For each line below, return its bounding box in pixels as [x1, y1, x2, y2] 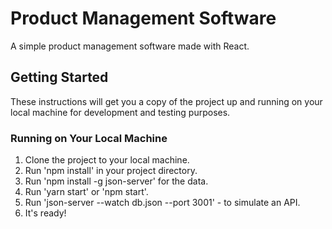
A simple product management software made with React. [10, 40, 250, 52]
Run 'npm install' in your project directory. [24, 165, 198, 177]
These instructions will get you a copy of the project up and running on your [10, 95, 323, 107]
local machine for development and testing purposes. [10, 106, 231, 118]
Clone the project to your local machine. [24, 154, 190, 166]
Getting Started [10, 69, 109, 86]
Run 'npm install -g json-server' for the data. [24, 175, 209, 187]
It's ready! [24, 207, 67, 219]
